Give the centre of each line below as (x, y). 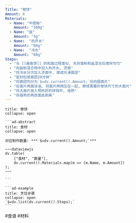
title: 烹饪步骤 (20, 194)
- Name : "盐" (22, 32)
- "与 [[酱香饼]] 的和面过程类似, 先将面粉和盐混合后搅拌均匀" (66, 64)
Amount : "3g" (27, 37)
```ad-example (19, 189)
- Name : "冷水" (25, 50)
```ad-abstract (20, 122)
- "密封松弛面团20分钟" (31, 77)
